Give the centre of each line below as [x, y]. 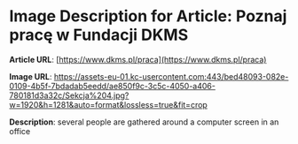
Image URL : [31, 76]
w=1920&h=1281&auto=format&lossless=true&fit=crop [109, 104]
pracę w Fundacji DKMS [99, 35]
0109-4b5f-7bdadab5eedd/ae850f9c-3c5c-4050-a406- [112, 86]
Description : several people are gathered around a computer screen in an [144, 122]
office [20, 131]
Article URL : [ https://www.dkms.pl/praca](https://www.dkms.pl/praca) [138, 59]
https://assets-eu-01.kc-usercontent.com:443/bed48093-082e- [171, 76]
